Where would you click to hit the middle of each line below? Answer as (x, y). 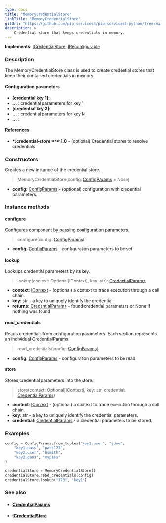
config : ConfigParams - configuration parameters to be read (74, 358)
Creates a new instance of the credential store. (53, 170)
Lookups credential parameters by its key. (48, 271)
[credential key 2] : (31, 108)
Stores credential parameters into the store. (49, 380)
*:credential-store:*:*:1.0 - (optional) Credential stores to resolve (80, 141)
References (17, 130)
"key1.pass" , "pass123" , (40, 448)
